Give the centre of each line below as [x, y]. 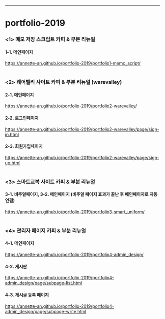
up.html [13, 162]
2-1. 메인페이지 [20, 95]
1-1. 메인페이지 [19, 52]
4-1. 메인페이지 [20, 243]
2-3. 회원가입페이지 [24, 146]
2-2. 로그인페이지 [22, 118]
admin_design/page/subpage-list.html [43, 283]
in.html [12, 134]
